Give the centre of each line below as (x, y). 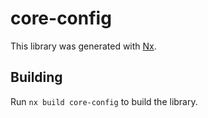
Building (36, 77)
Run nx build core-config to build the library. (104, 101)
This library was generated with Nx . (83, 46)
